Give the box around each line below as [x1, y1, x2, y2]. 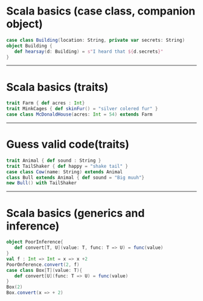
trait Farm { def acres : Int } [6, 100, 85, 107]
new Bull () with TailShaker [6, 180, 77, 186]
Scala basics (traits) [6, 80, 109, 94]
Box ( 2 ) [6, 284, 23, 290]
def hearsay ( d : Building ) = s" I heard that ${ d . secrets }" [14, 48, 164, 55]
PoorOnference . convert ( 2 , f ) [6, 262, 80, 268]
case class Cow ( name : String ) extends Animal [6, 168, 123, 175]
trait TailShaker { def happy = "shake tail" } [6, 163, 129, 169]
